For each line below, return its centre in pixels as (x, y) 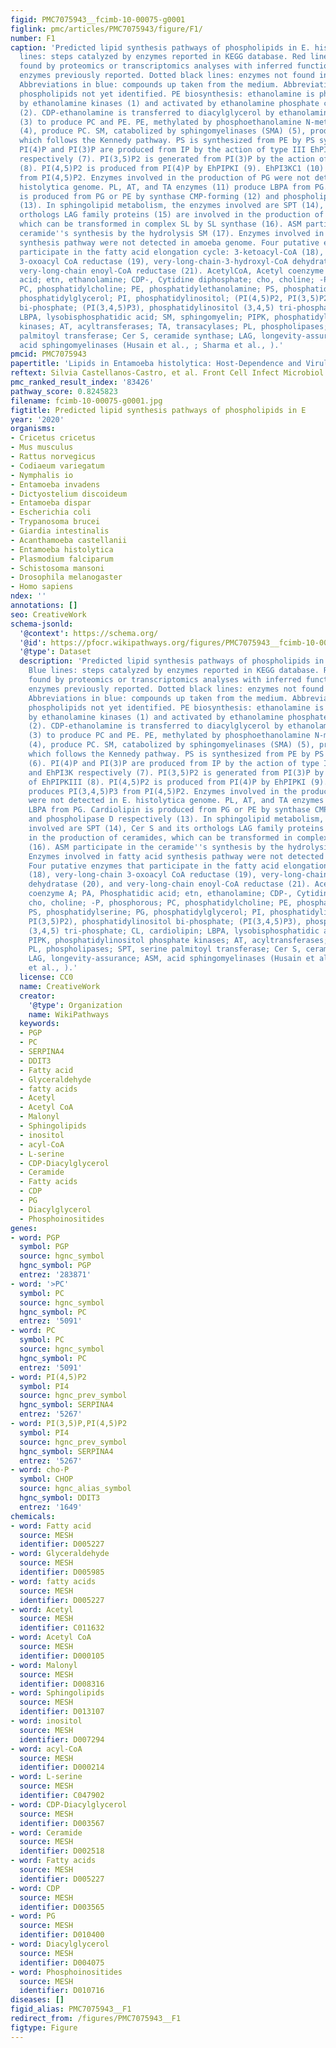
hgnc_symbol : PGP (55, 1266)
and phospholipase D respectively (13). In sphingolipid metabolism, (176, 819)
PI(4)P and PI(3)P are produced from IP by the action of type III (163, 150)
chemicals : (33, 1516)
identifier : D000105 (62, 1656)
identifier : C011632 (62, 1628)
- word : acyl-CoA (46, 1749)
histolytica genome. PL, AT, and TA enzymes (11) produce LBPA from (165, 187)
